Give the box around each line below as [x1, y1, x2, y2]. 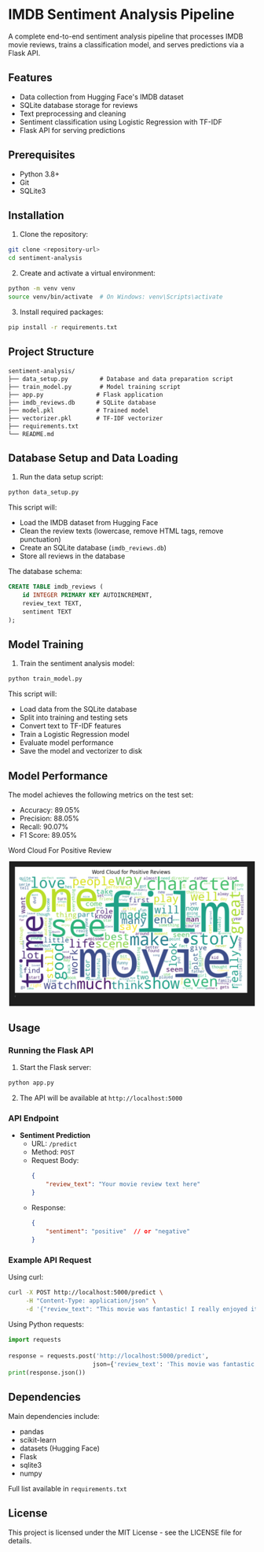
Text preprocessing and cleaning [19, 109, 126, 118]
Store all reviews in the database [19, 551, 126, 561]
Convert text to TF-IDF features [19, 721, 122, 731]
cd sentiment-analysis [8, 254, 82, 262]
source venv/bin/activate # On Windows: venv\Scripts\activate [8, 293, 223, 301]
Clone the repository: [19, 230, 89, 239]
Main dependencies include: [8, 1411, 100, 1421]
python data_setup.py [8, 488, 79, 497]
